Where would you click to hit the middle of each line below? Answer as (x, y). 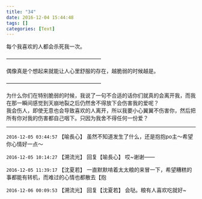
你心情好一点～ (25, 144)
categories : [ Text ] (31, 29)
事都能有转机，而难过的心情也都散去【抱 (56, 177)
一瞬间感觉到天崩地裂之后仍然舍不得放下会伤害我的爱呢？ (88, 103)
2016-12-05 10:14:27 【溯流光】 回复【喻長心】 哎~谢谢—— (81, 157)
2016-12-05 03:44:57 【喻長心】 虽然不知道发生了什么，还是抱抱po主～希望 (100, 137)
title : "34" (21, 12)
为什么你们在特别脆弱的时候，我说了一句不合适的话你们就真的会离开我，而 (98, 96)
